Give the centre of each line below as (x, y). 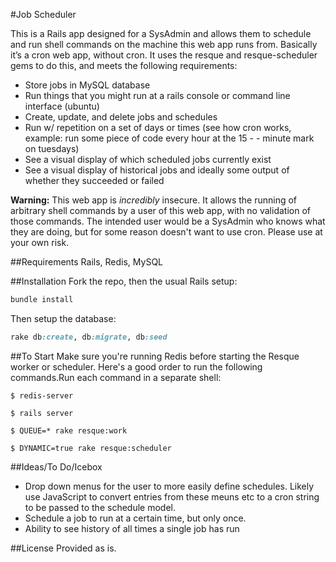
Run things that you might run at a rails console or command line (157, 95)
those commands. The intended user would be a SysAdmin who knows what (168, 221)
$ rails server (42, 413)
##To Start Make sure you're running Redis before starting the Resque (155, 356)
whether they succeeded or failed (94, 180)
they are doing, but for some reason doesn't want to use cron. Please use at (166, 232)
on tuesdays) (52, 148)
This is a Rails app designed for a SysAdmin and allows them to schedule (161, 33)
